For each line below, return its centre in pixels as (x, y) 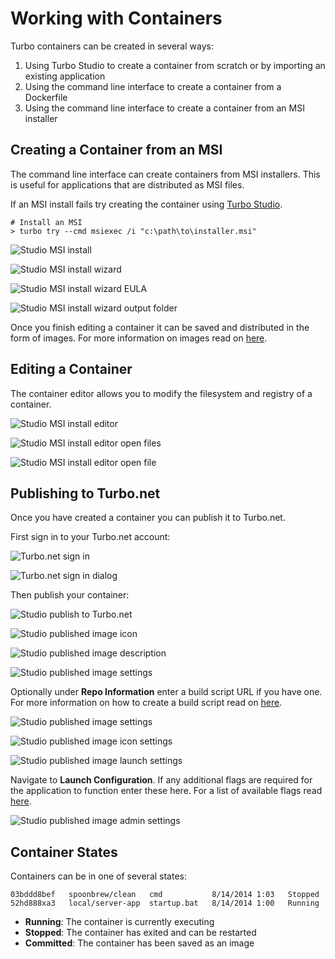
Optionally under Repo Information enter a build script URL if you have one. (166, 692)
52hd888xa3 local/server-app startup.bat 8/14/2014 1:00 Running (165, 903)
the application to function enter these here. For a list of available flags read (166, 791)
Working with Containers (116, 18)
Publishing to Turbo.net (85, 493)
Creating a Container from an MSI (116, 150)
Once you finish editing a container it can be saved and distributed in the (160, 327)
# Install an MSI (46, 222)
